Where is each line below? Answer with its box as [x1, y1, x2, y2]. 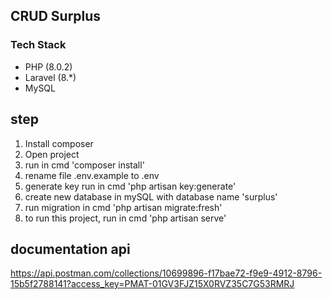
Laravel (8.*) [24, 71, 77, 83]
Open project [24, 148, 80, 160]
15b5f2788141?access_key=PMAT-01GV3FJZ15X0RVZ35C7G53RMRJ [10, 278, 295, 290]
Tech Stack [10, 38, 67, 52]
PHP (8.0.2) [24, 60, 73, 73]
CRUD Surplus [10, 8, 102, 25]
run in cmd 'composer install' [24, 159, 145, 171]
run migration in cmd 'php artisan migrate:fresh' [24, 201, 223, 213]
